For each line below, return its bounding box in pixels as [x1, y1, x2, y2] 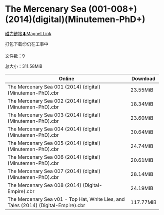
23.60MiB [130, 114, 154, 121]
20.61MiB [130, 156, 154, 163]
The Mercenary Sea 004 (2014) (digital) [7, 126, 101, 132]
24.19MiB [130, 185, 154, 192]
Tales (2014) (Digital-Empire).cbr [7, 202, 85, 209]
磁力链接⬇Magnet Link [5, 30, 52, 36]
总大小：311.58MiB [5, 63, 43, 69]
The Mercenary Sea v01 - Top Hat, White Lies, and [7, 195, 125, 202]
